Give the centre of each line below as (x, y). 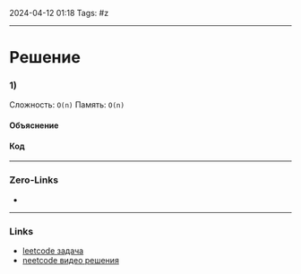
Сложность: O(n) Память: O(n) (67, 105)
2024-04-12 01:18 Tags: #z (59, 13)
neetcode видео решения (70, 260)
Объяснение (34, 125)
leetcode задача (53, 251)
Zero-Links (34, 180)
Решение (45, 58)
